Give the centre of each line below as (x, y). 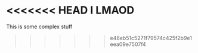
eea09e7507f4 (128, 44)
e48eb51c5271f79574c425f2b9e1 (151, 38)
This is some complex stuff (39, 26)
